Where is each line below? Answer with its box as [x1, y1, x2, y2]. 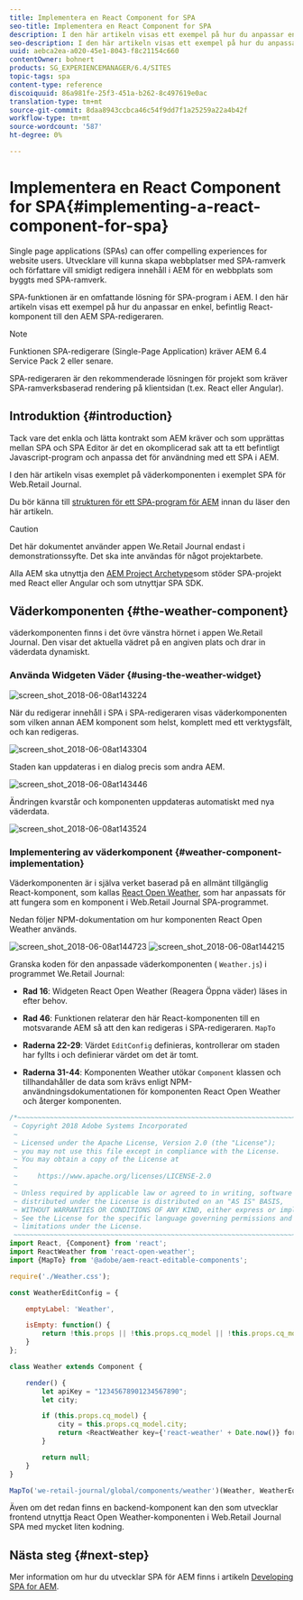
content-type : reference [9, 80, 103, 89]
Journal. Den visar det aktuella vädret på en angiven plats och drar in [9, 637, 266, 648]
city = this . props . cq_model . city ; [57, 1420, 188, 1430]
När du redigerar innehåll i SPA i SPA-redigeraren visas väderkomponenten [9, 707, 288, 718]
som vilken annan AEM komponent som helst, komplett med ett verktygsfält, [9, 716, 293, 727]
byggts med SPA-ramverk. [9, 274, 107, 285]
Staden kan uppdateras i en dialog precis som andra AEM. [9, 761, 225, 772]
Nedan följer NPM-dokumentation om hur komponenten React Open [9, 915, 263, 925]
